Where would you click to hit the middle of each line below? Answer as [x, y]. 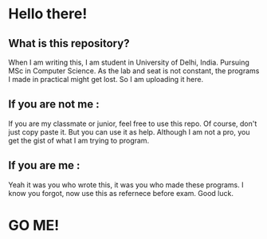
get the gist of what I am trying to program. [79, 140]
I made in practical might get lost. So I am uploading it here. [106, 79]
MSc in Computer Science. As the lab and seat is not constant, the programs [134, 71]
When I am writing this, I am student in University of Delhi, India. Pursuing [129, 62]
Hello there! [48, 14]
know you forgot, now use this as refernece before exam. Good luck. [121, 193]
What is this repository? [69, 43]
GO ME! [34, 225]
